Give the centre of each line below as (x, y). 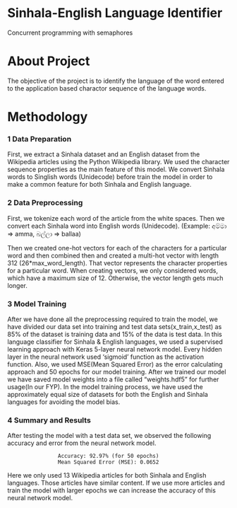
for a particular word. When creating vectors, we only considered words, (113, 270)
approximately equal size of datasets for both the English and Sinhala (108, 394)
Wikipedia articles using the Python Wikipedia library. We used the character (119, 162)
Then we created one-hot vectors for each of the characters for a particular (117, 248)
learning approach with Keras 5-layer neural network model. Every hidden (115, 349)
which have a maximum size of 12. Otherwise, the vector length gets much (115, 278)
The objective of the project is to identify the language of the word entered (116, 81)
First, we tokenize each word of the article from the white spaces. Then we (116, 218)
